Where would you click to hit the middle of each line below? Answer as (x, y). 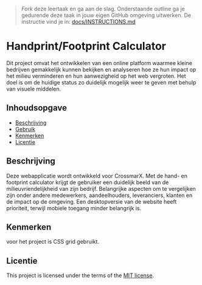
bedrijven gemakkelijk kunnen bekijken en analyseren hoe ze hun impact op (101, 69)
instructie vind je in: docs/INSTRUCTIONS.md (78, 22)
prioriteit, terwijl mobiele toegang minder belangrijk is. (74, 208)
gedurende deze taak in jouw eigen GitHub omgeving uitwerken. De (106, 15)
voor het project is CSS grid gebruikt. (53, 242)
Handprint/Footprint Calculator (86, 46)
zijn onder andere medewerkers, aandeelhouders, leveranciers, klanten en (99, 195)
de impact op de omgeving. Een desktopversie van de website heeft (92, 201)
